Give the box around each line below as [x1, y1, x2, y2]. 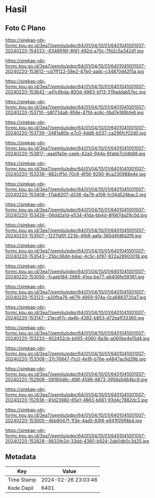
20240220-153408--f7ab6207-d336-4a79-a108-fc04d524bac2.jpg [5, 192, 146, 198]
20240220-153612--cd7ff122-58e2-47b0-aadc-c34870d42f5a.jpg [5, 68, 144, 74]
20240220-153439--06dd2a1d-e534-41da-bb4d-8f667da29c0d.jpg [5, 212, 147, 218]
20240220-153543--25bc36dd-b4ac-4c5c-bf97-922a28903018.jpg [5, 253, 147, 259]
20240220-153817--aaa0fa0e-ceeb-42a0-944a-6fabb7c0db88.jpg [5, 151, 145, 156]
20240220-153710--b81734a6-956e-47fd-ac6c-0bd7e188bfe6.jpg [5, 110, 144, 115]
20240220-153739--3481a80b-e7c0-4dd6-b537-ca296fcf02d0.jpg [5, 130, 146, 136]
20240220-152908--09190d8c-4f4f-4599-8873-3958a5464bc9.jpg [5, 377, 147, 382]
